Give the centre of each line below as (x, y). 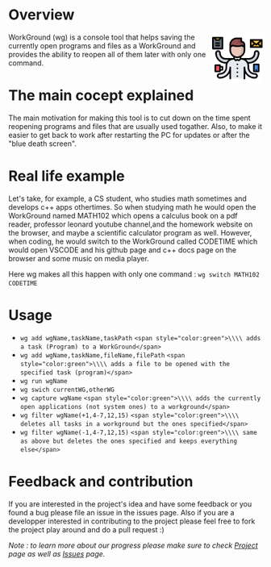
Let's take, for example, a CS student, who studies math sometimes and (128, 198)
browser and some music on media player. (79, 258)
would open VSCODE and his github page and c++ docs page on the (122, 250)
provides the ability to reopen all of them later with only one (107, 54)
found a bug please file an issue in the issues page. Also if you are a (121, 512)
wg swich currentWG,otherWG (67, 390)
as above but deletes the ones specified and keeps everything (129, 441)
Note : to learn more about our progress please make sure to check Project (133, 545)
